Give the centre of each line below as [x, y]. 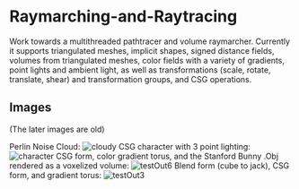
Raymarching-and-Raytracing [123, 17]
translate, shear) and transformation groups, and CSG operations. [131, 79]
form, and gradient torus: [55, 175]
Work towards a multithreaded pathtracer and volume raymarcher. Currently [149, 41]
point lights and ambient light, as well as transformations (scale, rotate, [140, 70]
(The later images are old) [57, 129]
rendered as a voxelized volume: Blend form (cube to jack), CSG [149, 165]
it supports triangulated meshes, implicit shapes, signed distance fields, [142, 50]
